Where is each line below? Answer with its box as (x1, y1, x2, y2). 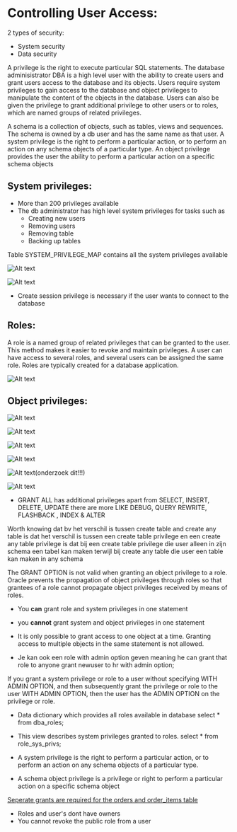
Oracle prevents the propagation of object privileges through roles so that (7, 576, 222, 584)
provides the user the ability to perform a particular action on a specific (7, 152, 215, 161)
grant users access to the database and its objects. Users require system (7, 78, 221, 86)
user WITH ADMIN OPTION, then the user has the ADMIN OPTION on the (7, 690, 220, 698)
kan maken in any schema (7, 555, 83, 563)
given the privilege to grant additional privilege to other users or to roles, (7, 100, 219, 109)
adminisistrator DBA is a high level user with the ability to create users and (7, 71, 224, 79)
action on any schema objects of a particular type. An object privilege (7, 144, 211, 153)
